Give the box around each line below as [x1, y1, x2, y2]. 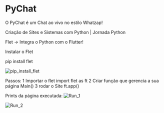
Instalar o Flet [5, 48, 33, 54]
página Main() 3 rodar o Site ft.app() [5, 83, 79, 89]
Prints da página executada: [5, 92, 63, 98]
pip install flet [5, 58, 33, 64]
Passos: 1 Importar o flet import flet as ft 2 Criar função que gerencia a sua [5, 77, 159, 83]
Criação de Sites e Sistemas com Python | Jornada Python [5, 29, 126, 35]
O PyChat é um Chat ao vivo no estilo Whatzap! [5, 19, 103, 25]
